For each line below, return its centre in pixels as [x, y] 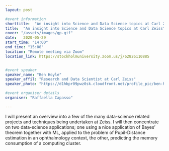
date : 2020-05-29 [26, 38]
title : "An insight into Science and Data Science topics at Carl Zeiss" [85, 28]
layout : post [19, 10]
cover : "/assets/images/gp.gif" [39, 33]
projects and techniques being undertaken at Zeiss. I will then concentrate [82, 122]
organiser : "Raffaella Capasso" [39, 98]
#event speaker [21, 70]
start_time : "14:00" [27, 43]
